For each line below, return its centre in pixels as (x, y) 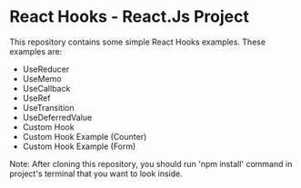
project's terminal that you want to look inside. (96, 173)
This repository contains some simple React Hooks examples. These (138, 42)
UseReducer (46, 69)
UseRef (36, 98)
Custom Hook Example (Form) (79, 146)
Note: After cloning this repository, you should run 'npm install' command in (151, 163)
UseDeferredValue (57, 117)
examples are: (36, 51)
